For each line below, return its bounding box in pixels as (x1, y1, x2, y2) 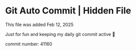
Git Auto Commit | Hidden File (5, 5, 131, 16)
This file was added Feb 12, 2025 (5, 21, 74, 27)
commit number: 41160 (5, 40, 53, 47)
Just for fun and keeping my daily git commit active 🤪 (5, 31, 115, 37)
